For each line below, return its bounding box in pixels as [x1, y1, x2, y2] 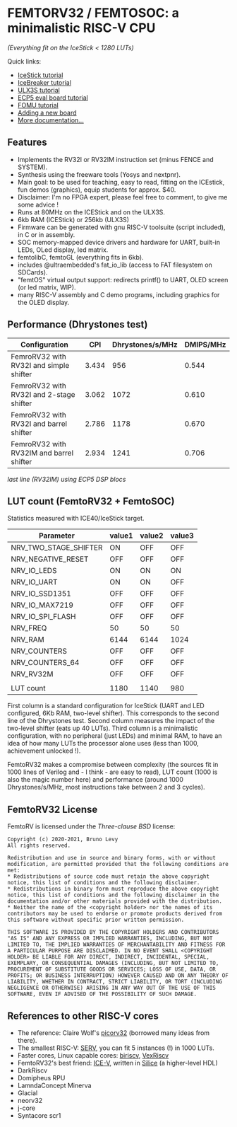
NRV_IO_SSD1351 [11, 589, 72, 599]
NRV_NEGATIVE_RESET [11, 554, 89, 564]
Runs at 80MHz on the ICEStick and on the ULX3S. [17, 207, 166, 216]
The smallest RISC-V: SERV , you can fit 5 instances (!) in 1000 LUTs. [17, 1044, 215, 1052]
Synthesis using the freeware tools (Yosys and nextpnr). [17, 170, 181, 178]
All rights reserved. [7, 842, 71, 850]
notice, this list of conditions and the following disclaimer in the [7, 891, 219, 899]
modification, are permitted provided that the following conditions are [7, 861, 229, 868]
